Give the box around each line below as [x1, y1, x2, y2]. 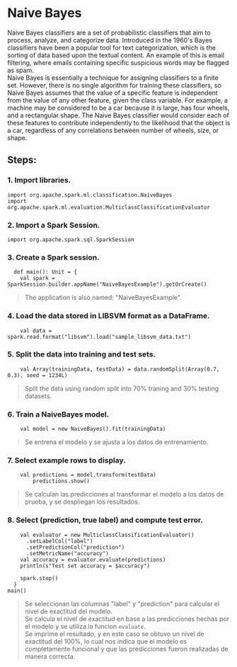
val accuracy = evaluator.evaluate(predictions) [20, 556, 166, 563]
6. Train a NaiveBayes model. [7, 409, 110, 419]
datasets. [24, 391, 52, 400]
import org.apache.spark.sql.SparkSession [7, 236, 134, 243]
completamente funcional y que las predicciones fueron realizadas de [24, 644, 229, 653]
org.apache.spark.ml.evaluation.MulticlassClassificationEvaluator [7, 204, 211, 211]
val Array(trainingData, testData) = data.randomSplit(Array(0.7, [20, 366, 220, 373]
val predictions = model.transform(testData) [20, 472, 157, 479]
